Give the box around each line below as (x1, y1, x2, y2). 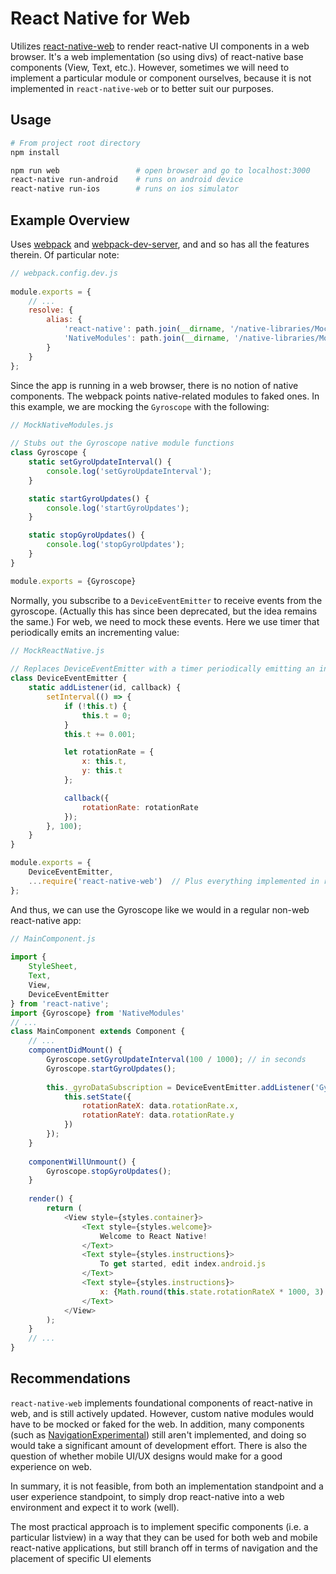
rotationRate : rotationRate (81, 802, 199, 812)
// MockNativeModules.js (10, 420, 114, 430)
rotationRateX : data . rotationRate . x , (81, 1101, 240, 1111)
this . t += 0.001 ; (63, 729, 137, 739)
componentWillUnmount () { (28, 1157, 137, 1167)
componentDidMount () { (28, 1045, 123, 1056)
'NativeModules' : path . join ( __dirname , (63, 333, 230, 344)
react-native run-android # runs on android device (10, 175, 244, 185)
